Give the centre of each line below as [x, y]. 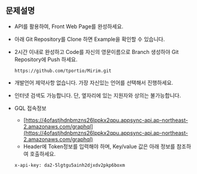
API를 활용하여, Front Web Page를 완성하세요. [69, 26]
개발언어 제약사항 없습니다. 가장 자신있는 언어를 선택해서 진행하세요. [94, 82]
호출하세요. [43, 154]
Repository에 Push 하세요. [46, 59]
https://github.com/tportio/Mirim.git [63, 71]
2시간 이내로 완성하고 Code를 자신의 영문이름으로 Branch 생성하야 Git [96, 52]
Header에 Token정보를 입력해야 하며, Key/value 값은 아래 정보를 [99, 146]
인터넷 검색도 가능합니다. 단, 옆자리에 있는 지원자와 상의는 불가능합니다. [98, 95]
